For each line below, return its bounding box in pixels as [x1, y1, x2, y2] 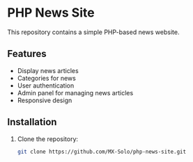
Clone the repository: [17, 134, 79, 143]
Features [7, 48, 47, 60]
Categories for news [17, 74, 77, 82]
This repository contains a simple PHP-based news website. [7, 28, 180, 36]
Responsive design [17, 96, 72, 104]
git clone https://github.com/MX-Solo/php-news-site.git [17, 148, 187, 155]
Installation [7, 116, 57, 128]
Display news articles [17, 66, 79, 74]
